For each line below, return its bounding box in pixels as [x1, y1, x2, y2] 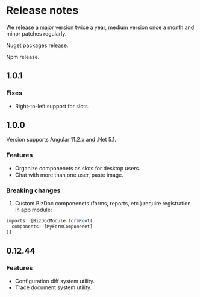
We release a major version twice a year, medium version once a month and [6, 23, 195, 31]
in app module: [14, 206, 52, 214]
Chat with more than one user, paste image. [14, 171, 123, 178]
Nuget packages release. [6, 42, 69, 49]
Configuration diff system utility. [14, 278, 95, 285]
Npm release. [6, 53, 40, 60]
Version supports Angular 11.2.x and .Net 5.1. [6, 136, 116, 143]
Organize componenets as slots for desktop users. [14, 164, 140, 172]
